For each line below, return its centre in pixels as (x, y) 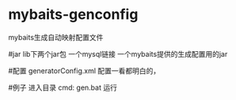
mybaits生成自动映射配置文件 (56, 37)
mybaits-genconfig (73, 15)
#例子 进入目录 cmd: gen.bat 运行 (63, 87)
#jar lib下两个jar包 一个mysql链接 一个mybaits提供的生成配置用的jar (118, 54)
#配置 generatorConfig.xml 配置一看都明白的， (84, 70)
